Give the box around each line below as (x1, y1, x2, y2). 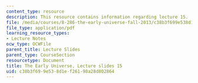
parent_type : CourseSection (6, 52, 75, 58)
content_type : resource (6, 8, 65, 15)
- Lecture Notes (6, 36, 46, 41)
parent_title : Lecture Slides (6, 47, 81, 53)
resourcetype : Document (6, 57, 65, 63)
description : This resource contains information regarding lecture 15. (6, 14, 189, 20)
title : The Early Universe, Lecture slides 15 (6, 63, 123, 69)
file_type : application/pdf (6, 25, 75, 31)
